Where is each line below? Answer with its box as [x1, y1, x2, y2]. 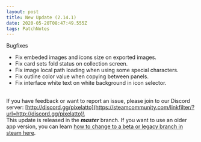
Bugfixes [6, 42, 28, 49]
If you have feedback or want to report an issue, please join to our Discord [6, 97, 191, 105]
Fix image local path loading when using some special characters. [14, 67, 179, 74]
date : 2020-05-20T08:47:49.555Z [6, 20, 87, 26]
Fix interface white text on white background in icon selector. [14, 79, 167, 87]
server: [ [6, 103, 28, 111]
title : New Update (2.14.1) [6, 14, 77, 20]
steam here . [6, 129, 36, 137]
